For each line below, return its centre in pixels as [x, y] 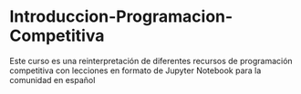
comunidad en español [52, 80]
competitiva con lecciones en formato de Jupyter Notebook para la [135, 70]
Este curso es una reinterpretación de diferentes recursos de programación [151, 61]
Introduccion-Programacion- [121, 17]
